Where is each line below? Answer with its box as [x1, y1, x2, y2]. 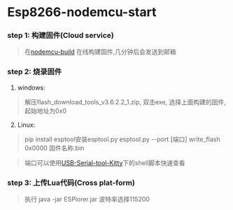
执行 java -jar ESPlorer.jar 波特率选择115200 [24, 195, 150, 204]
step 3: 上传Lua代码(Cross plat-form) [7, 178, 135, 188]
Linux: [17, 120, 36, 129]
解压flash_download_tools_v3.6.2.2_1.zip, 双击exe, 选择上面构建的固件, [24, 97, 226, 106]
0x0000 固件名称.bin [24, 143, 85, 152]
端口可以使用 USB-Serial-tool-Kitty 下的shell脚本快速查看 [24, 158, 185, 167]
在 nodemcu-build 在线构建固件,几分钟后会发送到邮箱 [24, 48, 176, 56]
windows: [17, 83, 45, 92]
